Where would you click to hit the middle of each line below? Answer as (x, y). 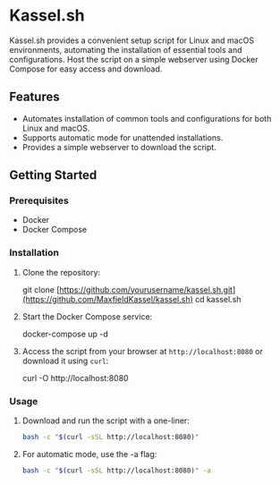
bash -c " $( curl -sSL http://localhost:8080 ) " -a (117, 471)
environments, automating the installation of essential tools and (126, 49)
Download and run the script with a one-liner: (106, 420)
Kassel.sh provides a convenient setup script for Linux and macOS (132, 40)
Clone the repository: (61, 272)
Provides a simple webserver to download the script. (119, 147)
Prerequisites (39, 200)
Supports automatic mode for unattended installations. (123, 137)
